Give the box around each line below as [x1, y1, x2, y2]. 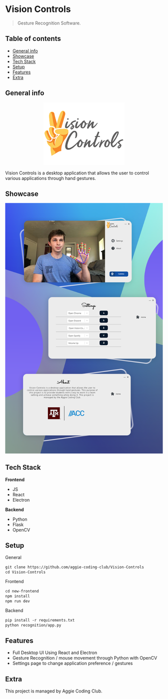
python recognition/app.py [5, 623, 61, 628]
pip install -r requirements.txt [5, 618, 75, 623]
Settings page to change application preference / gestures [12, 661, 133, 667]
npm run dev [5, 599, 30, 604]
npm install [5, 594, 30, 599]
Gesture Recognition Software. [17, 20, 81, 26]
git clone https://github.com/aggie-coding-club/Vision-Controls [5, 565, 144, 570]
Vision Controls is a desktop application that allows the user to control [5, 170, 149, 176]
